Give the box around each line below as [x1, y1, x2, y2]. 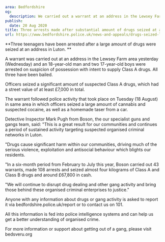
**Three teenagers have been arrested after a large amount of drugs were [5, 41, 156, 47]
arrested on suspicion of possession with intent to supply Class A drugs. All [5, 67, 158, 73]
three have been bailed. [5, 72, 53, 78]
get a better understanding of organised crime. [5, 216, 100, 222]
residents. [5, 152, 26, 158]
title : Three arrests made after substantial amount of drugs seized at [5, 28, 157, 33]
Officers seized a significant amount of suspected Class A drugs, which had [5, 81, 159, 87]
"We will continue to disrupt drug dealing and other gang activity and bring [5, 182, 156, 188]
